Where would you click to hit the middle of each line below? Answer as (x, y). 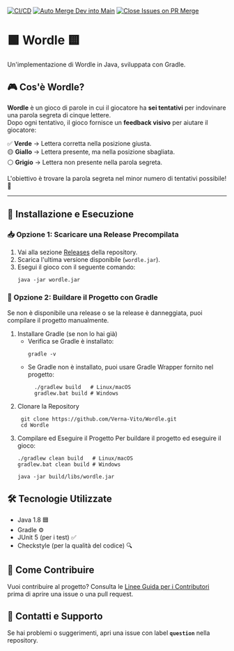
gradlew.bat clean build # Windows (69, 465)
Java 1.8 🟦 (33, 520)
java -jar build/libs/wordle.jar (66, 476)
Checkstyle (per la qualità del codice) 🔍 (75, 546)
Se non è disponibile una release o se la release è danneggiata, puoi (105, 313)
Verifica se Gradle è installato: (71, 341)
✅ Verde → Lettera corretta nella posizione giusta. (79, 143)
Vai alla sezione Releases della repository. (77, 252)
